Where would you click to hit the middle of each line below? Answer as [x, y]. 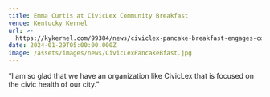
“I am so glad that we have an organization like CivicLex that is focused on [131, 76]
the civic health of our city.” [54, 84]
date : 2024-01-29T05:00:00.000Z [62, 46]
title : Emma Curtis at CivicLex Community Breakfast [98, 16]
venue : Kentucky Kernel [48, 23]
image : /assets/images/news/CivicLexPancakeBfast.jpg [100, 53]
